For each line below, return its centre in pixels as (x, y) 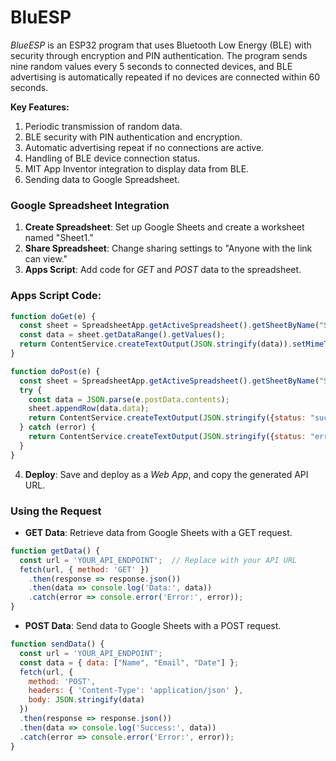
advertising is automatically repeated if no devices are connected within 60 (165, 77)
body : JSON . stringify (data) (86, 700)
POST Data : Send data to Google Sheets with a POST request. (153, 626)
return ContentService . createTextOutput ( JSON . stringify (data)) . (156, 344)
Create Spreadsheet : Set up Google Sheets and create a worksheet (164, 227)
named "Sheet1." (59, 238)
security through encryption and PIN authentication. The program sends (159, 55)
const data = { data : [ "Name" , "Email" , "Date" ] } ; (129, 662)
